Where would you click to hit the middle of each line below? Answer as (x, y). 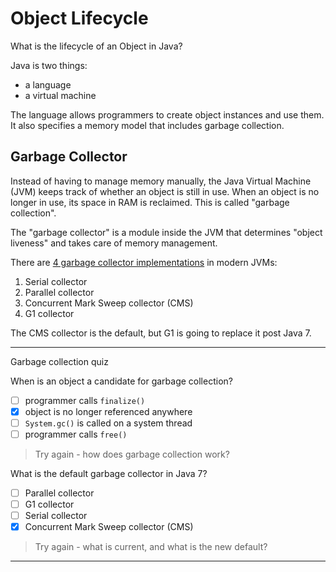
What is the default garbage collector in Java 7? (109, 473)
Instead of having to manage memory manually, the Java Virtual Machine (161, 181)
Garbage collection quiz (59, 361)
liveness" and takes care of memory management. (114, 243)
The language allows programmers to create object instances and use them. (167, 114)
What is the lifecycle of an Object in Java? (96, 46)
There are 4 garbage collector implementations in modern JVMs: (144, 262)
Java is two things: (49, 65)
